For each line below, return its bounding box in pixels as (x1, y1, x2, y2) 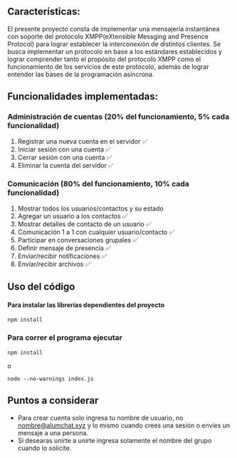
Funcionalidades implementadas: (7, 90, 159, 102)
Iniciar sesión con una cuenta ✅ (17, 145, 112, 154)
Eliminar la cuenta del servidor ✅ (17, 161, 114, 169)
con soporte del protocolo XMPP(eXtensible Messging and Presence (7, 32, 209, 41)
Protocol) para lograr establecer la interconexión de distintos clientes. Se (7, 39, 221, 48)
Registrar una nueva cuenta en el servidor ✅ (17, 137, 148, 145)
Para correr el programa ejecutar (7, 333, 122, 343)
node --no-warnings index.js (7, 375, 94, 383)
